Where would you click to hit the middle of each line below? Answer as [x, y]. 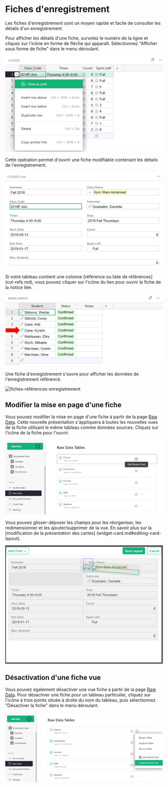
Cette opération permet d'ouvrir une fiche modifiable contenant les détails [81, 160]
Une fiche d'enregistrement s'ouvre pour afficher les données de [72, 374]
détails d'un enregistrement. [34, 28]
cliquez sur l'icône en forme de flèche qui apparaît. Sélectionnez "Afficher [81, 43]
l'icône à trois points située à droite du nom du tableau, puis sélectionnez [80, 700]
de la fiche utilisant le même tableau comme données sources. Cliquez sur [82, 428]
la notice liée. [19, 287]
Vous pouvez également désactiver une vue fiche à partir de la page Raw [80, 689]
